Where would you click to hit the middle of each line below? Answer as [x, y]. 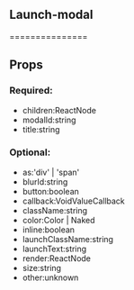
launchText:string [54, 249]
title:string [41, 129]
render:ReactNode [57, 258]
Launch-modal [51, 15]
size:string [41, 267]
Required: [31, 91]
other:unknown [50, 277]
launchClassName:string [68, 239]
